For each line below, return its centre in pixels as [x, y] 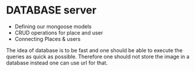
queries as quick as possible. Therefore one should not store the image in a [98, 56]
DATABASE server [51, 10]
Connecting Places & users [48, 39]
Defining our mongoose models [53, 26]
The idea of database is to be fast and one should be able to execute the [95, 50]
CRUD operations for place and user [59, 32]
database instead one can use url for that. [57, 63]
